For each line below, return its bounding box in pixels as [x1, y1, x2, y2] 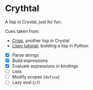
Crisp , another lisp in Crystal [12, 37, 70, 44]
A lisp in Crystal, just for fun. [5, 19, 62, 25]
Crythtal [5, 3, 39, 14]
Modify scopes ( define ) [12, 74, 60, 80]
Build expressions [12, 58, 48, 63]
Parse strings [12, 52, 39, 58]
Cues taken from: [5, 28, 40, 34]
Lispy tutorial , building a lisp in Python [12, 43, 89, 48]
